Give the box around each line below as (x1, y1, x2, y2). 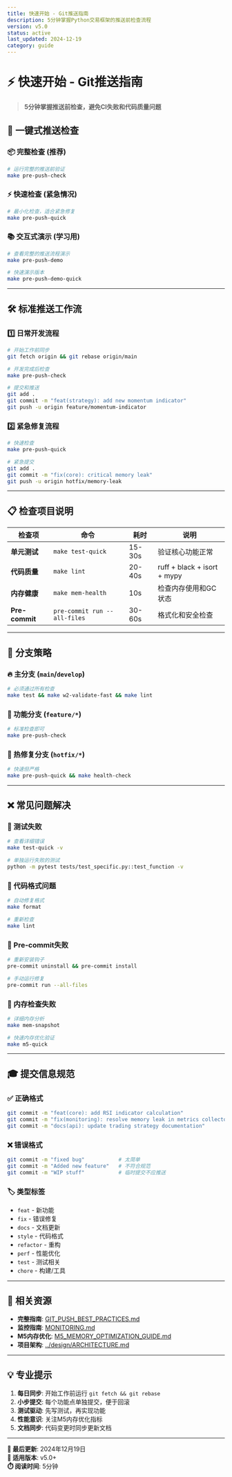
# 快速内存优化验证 (7, 1034, 55, 1041)
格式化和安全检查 (157, 610, 213, 620)
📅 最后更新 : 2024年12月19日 (7, 1445, 86, 1453)
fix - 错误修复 (17, 1214, 57, 1223)
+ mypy (157, 571, 182, 581)
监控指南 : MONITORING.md (17, 1323, 95, 1331)
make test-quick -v (7, 845, 64, 852)
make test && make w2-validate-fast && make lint (7, 692, 153, 699)
